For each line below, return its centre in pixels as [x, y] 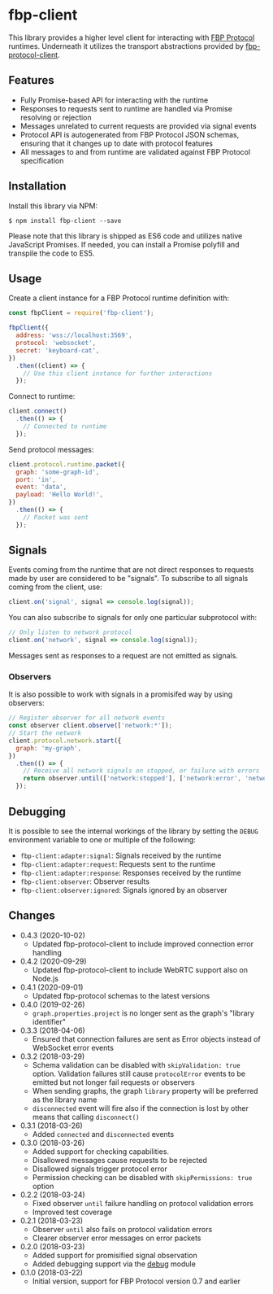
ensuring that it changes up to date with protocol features [117, 143]
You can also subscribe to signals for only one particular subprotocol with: [133, 618]
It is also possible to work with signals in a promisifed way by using [121, 694]
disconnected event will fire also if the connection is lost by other [141, 1108]
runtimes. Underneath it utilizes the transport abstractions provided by [126, 46]
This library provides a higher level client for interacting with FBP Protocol [132, 37]
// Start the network [45, 733]
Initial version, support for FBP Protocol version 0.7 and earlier [136, 1281]
